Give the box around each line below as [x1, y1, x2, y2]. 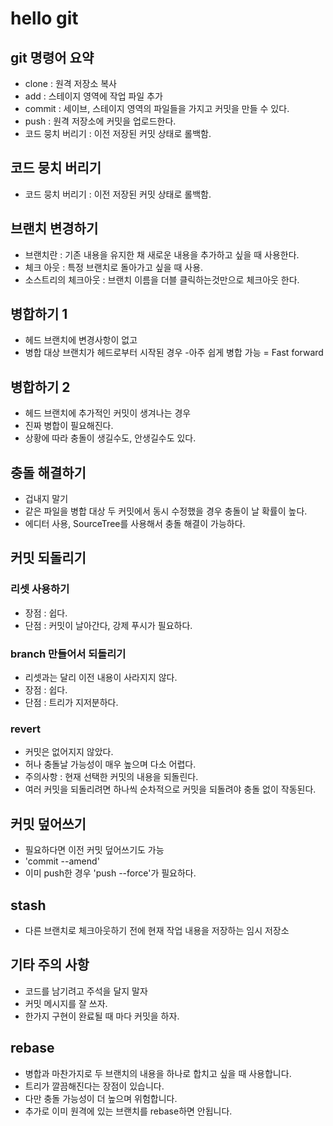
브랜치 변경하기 [10, 220, 99, 237]
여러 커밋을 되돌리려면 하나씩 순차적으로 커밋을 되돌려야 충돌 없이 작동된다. [24, 783, 317, 796]
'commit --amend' [24, 855, 100, 867]
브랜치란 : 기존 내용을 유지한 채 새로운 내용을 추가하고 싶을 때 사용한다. [24, 248, 300, 261]
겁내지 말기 [24, 493, 69, 505]
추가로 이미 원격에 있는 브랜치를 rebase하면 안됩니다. [24, 1105, 233, 1117]
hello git [10, 7, 79, 30]
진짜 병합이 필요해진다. [24, 420, 114, 432]
